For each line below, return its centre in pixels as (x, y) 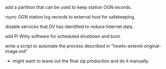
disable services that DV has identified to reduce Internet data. (69, 26)
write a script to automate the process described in (58, 46)
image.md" (16, 51)
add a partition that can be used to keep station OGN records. (69, 7)
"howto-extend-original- (136, 46)
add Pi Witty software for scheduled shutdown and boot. (63, 36)
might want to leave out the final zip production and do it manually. (81, 61)
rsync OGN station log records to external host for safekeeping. (70, 17)
